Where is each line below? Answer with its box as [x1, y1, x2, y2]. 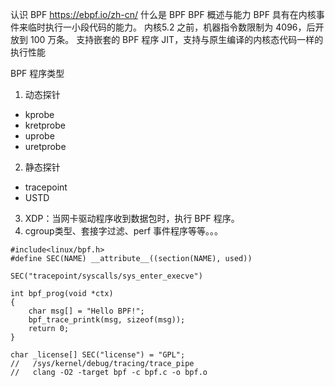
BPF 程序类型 [10, 68, 65, 79]
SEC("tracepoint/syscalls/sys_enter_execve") [10, 271, 203, 281]
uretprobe [24, 141, 67, 152]
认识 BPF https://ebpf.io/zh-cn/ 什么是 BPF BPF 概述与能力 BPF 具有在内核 [10, 9, 317, 20]
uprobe [24, 130, 55, 142]
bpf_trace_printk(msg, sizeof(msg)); [28, 315, 186, 325]
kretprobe [24, 119, 66, 131]
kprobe [24, 109, 55, 120]
